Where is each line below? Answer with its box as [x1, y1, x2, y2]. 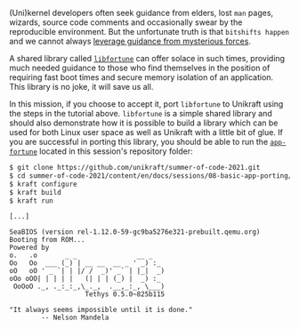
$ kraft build [9, 188, 62, 197]
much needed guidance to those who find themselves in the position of [9, 62, 271, 73]
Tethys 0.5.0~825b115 [85, 290, 166, 299]
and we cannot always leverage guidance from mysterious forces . [9, 36, 252, 46]
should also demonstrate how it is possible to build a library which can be [9, 117, 279, 128]
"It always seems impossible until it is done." [9, 306, 193, 315]
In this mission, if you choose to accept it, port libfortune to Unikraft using [9, 99, 284, 109]
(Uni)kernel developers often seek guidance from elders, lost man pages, [9, 8, 274, 18]
